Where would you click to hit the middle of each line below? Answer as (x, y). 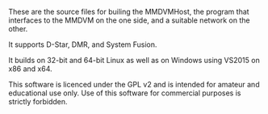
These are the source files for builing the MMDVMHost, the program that (129, 12)
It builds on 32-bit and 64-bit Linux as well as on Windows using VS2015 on (134, 60)
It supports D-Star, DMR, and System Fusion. (83, 44)
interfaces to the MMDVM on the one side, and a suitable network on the (129, 20)
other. (18, 29)
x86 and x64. (30, 69)
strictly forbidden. (38, 101)
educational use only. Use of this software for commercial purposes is (125, 93)
